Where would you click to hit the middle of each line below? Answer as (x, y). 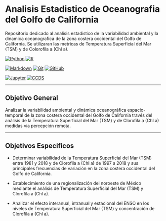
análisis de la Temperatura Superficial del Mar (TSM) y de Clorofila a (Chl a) (82, 120)
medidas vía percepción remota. (38, 126)
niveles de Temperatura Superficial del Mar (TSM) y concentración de (83, 208)
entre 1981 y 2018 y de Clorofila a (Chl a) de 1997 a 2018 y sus (75, 163)
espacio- (136, 110)
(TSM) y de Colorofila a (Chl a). (37, 49)
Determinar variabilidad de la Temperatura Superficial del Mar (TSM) (82, 158)
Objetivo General (32, 98)
